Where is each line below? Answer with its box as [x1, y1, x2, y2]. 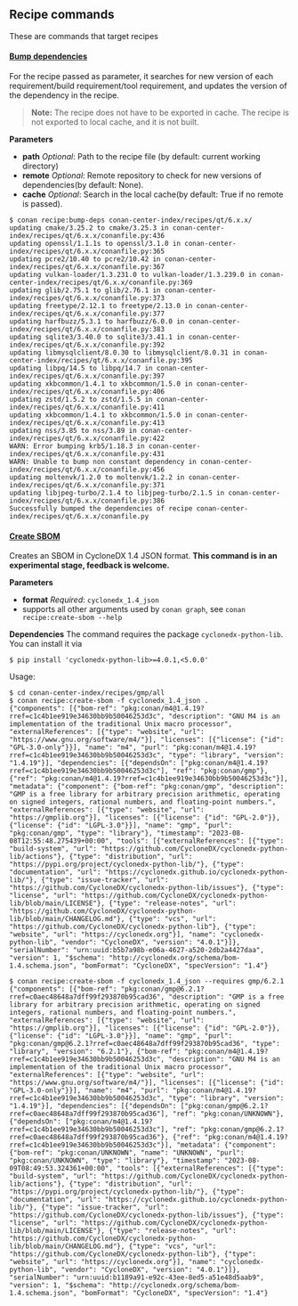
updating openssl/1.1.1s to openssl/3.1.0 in [9, 240, 181, 249]
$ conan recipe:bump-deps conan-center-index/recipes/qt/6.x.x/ [9, 216, 253, 225]
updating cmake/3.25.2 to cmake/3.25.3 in [9, 224, 169, 233]
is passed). [21, 199, 63, 209]
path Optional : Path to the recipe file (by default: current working [21, 151, 261, 162]
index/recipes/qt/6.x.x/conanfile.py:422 [9, 434, 165, 444]
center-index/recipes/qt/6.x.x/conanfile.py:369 [9, 278, 193, 288]
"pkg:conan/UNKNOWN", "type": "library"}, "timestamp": [9, 1156, 221, 1165]
